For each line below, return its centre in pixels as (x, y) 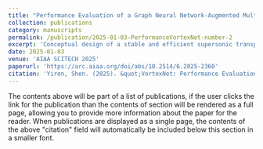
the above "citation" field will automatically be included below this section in (131, 129)
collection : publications (50, 23)
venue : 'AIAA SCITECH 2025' (54, 60)
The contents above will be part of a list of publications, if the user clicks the (131, 96)
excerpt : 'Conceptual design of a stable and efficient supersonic (121, 45)
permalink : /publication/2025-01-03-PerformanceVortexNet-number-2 (121, 37)
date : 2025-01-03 (36, 52)
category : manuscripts (45, 30)
